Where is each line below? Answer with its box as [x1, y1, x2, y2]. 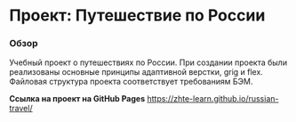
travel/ [9, 103, 33, 114]
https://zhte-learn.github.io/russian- [146, 94, 279, 104]
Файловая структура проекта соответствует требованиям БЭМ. [9, 77, 253, 87]
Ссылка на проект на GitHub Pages [9, 94, 146, 104]
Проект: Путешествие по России [9, 5, 266, 26]
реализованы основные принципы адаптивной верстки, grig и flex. [9, 67, 264, 77]
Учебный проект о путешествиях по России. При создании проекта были [9, 57, 287, 68]
